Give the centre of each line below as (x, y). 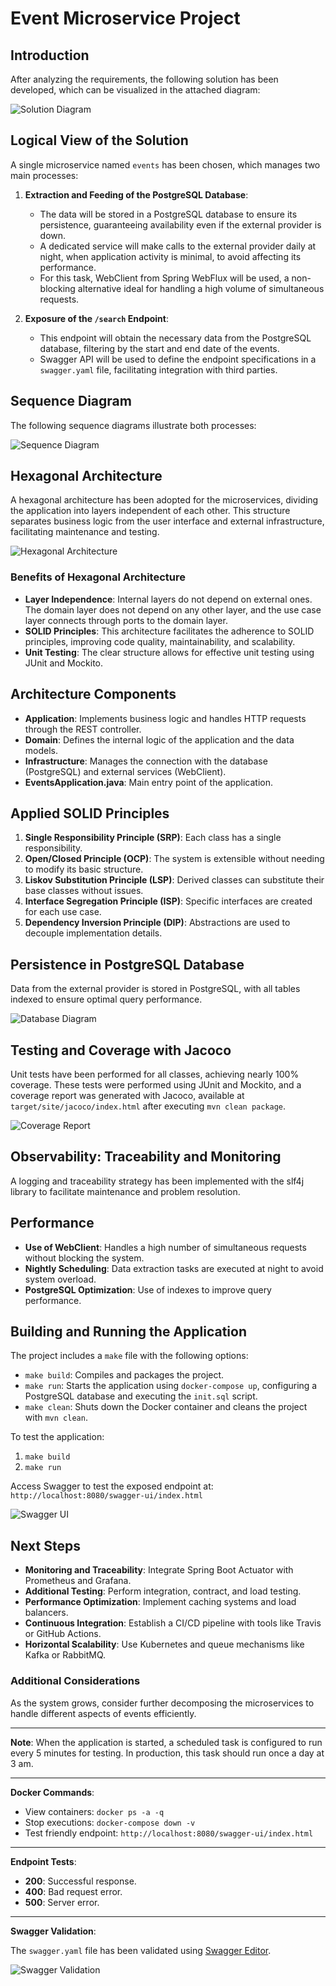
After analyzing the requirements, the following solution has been (144, 79)
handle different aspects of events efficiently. (103, 1713)
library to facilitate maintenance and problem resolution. (125, 1191)
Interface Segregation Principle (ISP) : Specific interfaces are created (168, 901)
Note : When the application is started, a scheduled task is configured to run (166, 1742)
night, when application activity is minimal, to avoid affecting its (170, 256)
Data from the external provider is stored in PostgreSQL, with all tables (155, 989)
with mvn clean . (56, 1418)
